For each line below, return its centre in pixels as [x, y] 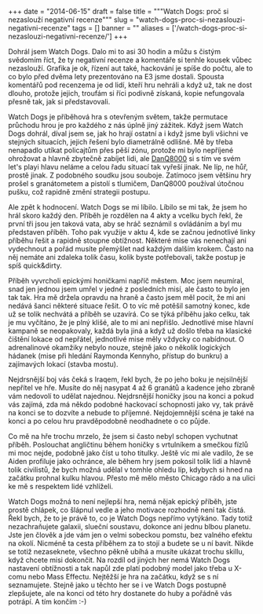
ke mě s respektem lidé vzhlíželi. [61, 486]
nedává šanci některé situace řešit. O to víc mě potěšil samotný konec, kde [129, 306]
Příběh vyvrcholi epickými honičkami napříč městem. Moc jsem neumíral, [126, 281]
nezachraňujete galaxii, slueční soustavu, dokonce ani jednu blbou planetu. [130, 526]
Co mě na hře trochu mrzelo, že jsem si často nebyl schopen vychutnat [123, 436]
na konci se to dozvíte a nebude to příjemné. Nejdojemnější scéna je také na [131, 413]
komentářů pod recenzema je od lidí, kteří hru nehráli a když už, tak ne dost [130, 85]
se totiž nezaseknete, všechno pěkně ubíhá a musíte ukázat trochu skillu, [126, 552]
